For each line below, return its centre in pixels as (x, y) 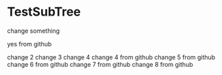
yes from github (29, 44)
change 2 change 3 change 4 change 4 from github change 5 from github (111, 57)
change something (34, 31)
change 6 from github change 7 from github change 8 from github (100, 64)
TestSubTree (44, 12)
